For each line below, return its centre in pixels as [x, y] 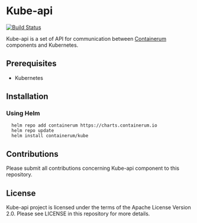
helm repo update [33, 131]
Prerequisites [31, 64]
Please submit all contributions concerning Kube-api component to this [93, 168]
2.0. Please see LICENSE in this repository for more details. [78, 214]
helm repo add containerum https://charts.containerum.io [85, 125]
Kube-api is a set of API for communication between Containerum [86, 38]
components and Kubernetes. [42, 45]
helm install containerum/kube [50, 136]
